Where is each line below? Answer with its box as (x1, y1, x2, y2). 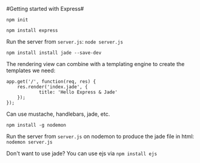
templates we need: (6, 67, 56, 74)
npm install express (6, 27, 59, 33)
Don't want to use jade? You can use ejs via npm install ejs (6, 150, 158, 157)
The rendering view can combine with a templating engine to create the (6, 61, 185, 67)
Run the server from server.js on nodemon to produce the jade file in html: (6, 133, 195, 140)
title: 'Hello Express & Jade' (38, 89, 118, 95)
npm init (6, 17, 28, 23)
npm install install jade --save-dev (6, 50, 102, 56)
